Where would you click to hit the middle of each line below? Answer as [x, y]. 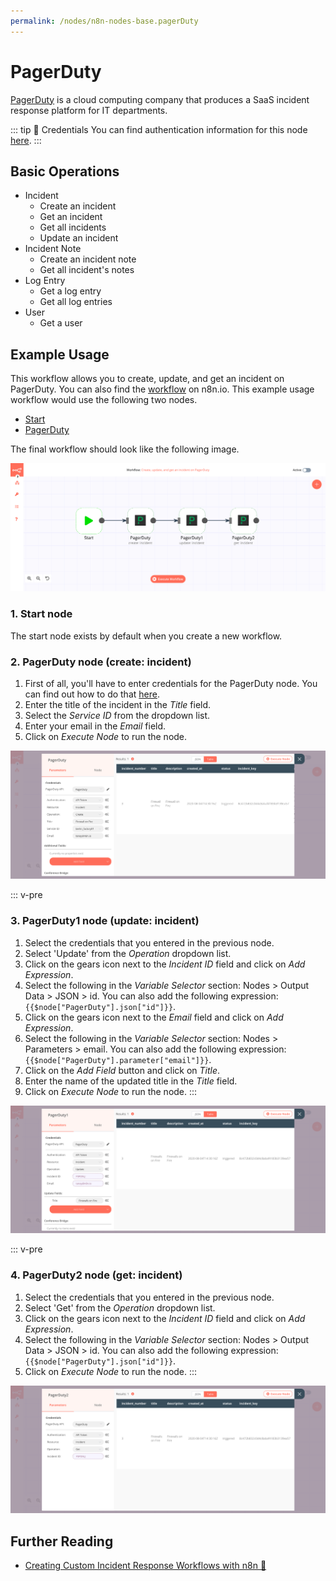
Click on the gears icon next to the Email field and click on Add [154, 1017]
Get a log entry [70, 291]
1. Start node [41, 614]
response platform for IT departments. [89, 110]
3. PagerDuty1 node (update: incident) [105, 921]
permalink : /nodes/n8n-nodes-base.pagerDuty [104, 21]
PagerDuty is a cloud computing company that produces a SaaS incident [160, 99]
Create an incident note [88, 259]
